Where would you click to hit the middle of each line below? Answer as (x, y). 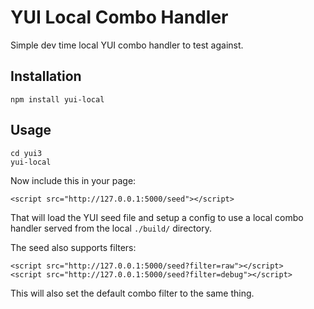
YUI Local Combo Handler (119, 17)
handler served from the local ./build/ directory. (111, 228)
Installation (46, 76)
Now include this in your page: (73, 180)
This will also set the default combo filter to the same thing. (132, 293)
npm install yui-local (57, 99)
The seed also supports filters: (73, 247)
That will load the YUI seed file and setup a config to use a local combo (157, 217)
